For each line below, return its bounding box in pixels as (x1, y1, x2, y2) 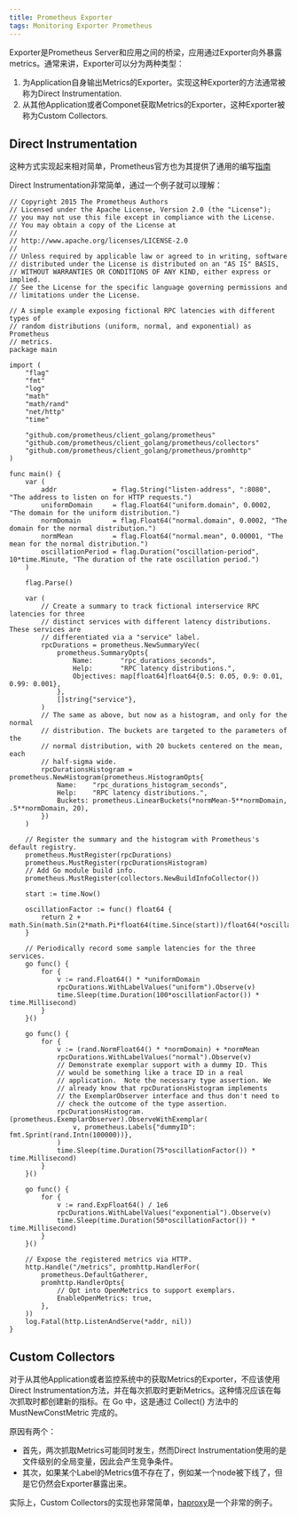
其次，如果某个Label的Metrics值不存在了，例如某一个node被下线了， (21, 1467, 275, 1478)
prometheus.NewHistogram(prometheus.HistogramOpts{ (9, 773, 204, 782)
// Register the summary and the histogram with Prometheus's (25, 835, 260, 844)
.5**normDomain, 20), (9, 804, 90, 813)
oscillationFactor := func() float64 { (25, 906, 173, 914)
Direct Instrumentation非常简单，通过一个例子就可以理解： (9, 180, 223, 191)
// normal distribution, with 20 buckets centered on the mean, (41, 742, 284, 751)
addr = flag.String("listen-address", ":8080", (41, 485, 272, 494)
